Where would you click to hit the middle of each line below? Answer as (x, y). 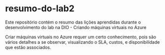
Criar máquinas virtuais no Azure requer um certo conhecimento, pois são (81, 37)
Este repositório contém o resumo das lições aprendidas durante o (73, 22)
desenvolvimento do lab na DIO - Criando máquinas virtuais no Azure (76, 27)
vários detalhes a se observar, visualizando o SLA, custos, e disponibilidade (82, 42)
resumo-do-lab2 (40, 9)
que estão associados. (28, 47)
